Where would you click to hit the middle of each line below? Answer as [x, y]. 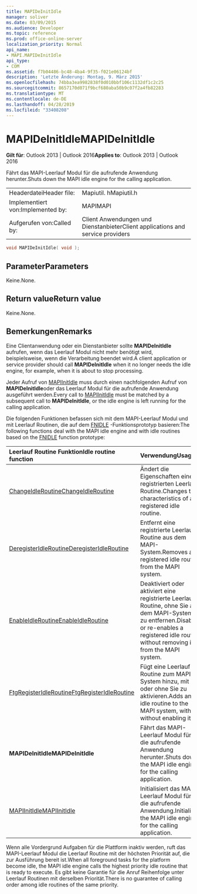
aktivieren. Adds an [166, 696]
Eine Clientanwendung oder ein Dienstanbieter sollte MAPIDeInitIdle [89, 346]
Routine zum [157, 674]
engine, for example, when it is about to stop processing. [75, 370]
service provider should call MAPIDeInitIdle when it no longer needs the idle [98, 364]
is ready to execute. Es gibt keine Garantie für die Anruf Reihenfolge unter [95, 872]
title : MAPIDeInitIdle [34, 11]
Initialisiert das [160, 788]
